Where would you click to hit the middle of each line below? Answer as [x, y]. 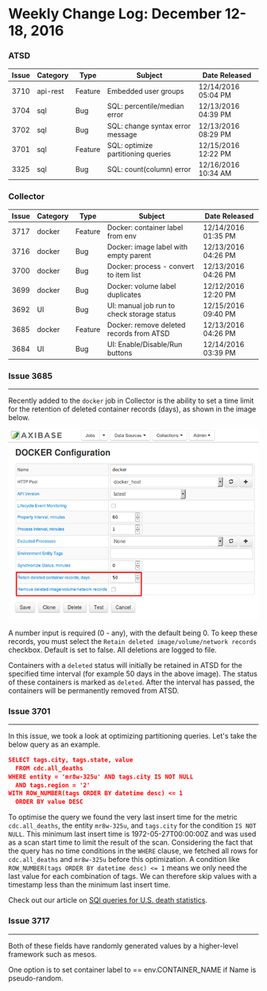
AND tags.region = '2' [53, 785]
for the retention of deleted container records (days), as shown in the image [132, 409]
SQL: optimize [130, 145]
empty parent [129, 256]
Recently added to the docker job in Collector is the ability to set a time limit [131, 401]
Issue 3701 [29, 711]
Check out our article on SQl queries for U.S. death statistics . [108, 900]
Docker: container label [145, 227]
